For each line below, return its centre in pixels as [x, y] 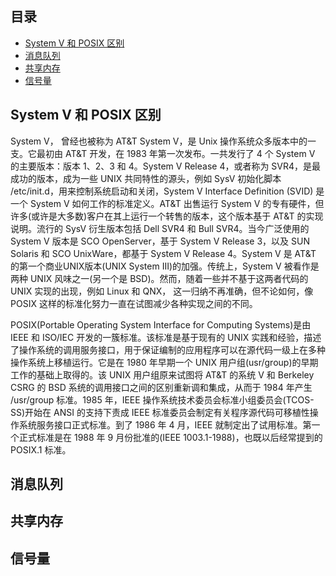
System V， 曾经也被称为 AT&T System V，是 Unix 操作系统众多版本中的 [159, 141]
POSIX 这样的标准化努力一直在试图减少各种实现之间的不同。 [134, 303]
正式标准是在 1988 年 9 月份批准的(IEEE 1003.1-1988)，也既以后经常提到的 [170, 437]
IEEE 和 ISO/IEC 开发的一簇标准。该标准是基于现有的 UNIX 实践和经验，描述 [166, 337]
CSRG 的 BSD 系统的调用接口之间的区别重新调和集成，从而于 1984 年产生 [161, 387]
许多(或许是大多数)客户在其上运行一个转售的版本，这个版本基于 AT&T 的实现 [167, 216]
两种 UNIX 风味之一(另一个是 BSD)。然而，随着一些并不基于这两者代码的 [159, 278]
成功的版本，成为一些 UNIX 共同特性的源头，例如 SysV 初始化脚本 [146, 178]
